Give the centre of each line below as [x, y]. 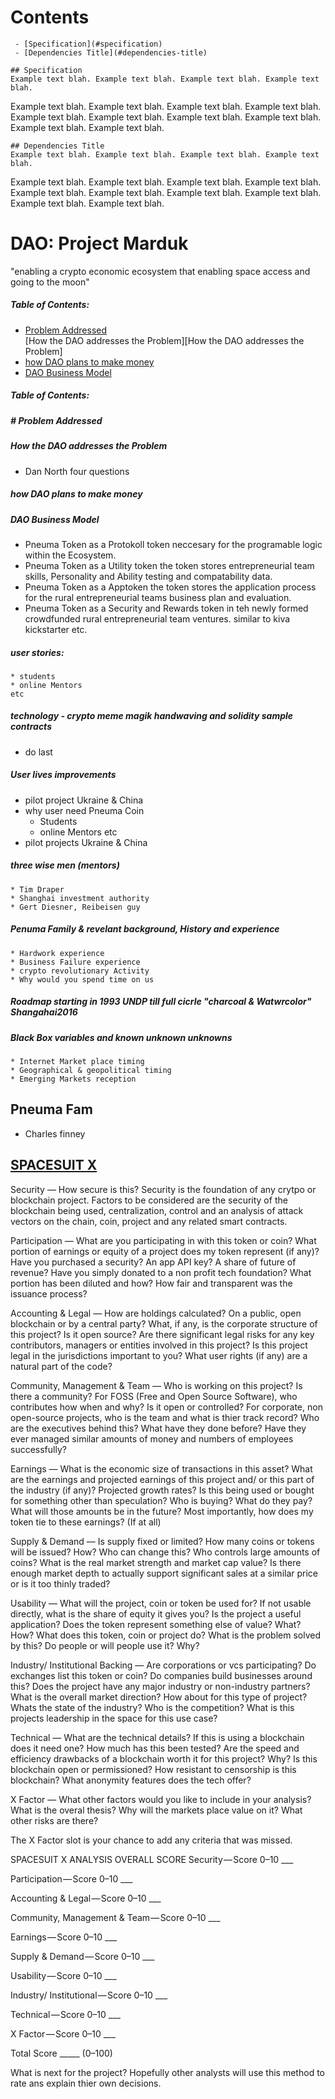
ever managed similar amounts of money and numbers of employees [152, 1438]
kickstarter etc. [56, 629]
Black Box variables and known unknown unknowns [121, 1037]
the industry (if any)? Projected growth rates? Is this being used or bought [162, 1490]
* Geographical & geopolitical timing [91, 1071]
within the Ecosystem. [70, 555]
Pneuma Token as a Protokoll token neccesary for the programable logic [173, 544]
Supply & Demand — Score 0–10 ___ [82, 1956]
